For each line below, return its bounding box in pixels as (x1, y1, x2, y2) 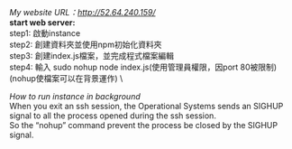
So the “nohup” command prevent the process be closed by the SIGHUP (9, 120, 278, 130)
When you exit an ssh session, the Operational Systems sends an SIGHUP (9, 101, 284, 111)
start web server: (9, 17, 76, 28)
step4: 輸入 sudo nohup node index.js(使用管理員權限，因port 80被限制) (9, 61, 278, 72)
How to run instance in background (9, 91, 141, 101)
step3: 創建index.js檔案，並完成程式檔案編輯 (9, 51, 174, 61)
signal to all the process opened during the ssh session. (9, 110, 216, 121)
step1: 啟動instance (9, 28, 81, 38)
